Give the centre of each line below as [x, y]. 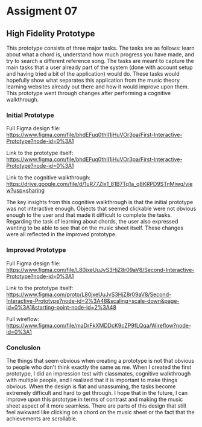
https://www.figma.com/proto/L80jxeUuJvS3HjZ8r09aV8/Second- [89, 294]
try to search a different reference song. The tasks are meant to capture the [100, 61]
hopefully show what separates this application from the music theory [93, 80]
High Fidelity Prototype [51, 34]
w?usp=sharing [26, 190]
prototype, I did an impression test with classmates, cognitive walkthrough [99, 373]
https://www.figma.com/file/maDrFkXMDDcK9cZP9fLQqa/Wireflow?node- [99, 325]
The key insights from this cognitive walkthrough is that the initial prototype [100, 202]
